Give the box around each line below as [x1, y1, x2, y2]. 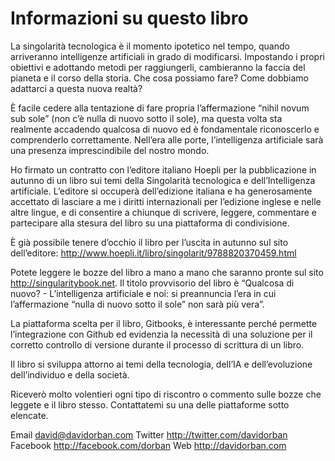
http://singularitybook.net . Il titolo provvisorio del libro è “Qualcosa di [10, 277, 295, 289]
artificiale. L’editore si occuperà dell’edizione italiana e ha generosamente [10, 185, 313, 197]
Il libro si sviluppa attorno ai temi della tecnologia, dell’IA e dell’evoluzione [10, 358, 313, 370]
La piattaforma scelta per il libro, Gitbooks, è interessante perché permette [10, 317, 318, 329]
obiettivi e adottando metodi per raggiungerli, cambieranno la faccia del [10, 61, 306, 73]
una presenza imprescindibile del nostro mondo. [10, 144, 210, 156]
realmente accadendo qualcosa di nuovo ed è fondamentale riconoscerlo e [10, 123, 320, 135]
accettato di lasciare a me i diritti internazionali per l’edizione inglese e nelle [10, 195, 322, 207]
